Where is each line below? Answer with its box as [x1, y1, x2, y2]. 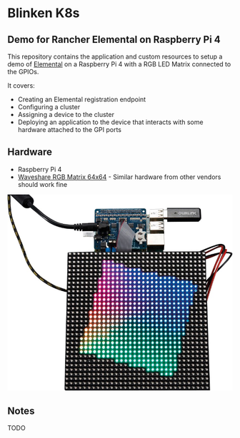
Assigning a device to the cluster [17, 111, 114, 118]
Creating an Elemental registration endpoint [17, 95, 146, 103]
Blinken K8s [7, 5, 80, 21]
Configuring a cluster [17, 103, 81, 111]
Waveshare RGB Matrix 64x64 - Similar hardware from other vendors [17, 173, 221, 181]
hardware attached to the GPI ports [17, 126, 122, 133]
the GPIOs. [7, 68, 39, 76]
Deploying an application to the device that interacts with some [17, 118, 204, 126]
